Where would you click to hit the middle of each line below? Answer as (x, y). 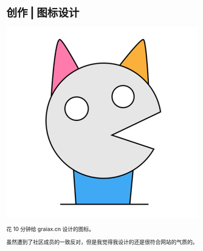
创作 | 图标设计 (43, 13)
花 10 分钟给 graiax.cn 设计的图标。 (50, 229)
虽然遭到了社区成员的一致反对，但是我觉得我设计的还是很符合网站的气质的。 (102, 242)
